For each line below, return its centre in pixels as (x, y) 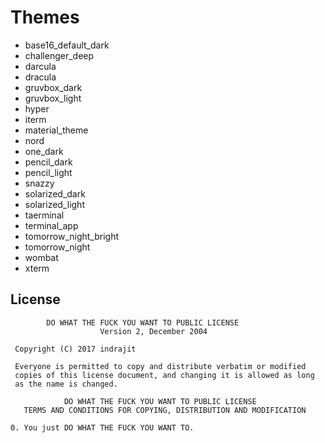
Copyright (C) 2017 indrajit (75, 349)
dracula (40, 77)
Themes (45, 17)
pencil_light (48, 172)
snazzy (39, 183)
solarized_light (54, 204)
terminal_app (51, 225)
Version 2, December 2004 (153, 331)
